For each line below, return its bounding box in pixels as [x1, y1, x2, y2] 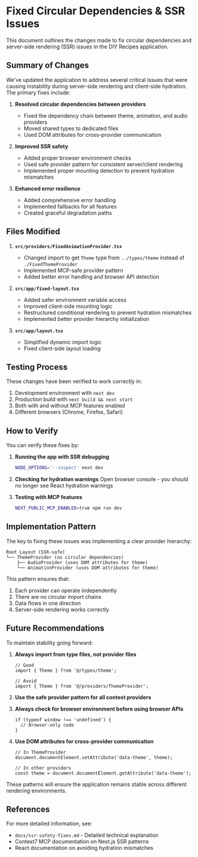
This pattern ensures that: [6, 575, 70, 582]
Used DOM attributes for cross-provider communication [23, 131, 162, 138]
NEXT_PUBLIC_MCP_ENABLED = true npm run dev [14, 505, 122, 512]
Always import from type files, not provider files [14, 650, 137, 658]
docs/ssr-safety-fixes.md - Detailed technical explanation [14, 832, 159, 839]
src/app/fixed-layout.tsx [14, 286, 79, 292]
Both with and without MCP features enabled [14, 402, 125, 409]
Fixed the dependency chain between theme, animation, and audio [23, 112, 188, 119]
